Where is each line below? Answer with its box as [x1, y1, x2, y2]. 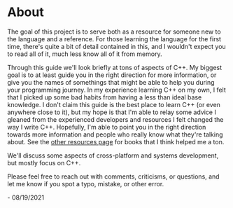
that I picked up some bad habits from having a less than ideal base [7, 92, 202, 102]
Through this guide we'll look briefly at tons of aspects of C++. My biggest [7, 63, 223, 71]
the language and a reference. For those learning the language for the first [7, 34, 222, 43]
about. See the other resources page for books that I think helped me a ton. [7, 137, 225, 146]
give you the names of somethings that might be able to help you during [7, 78, 215, 86]
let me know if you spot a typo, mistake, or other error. [7, 179, 164, 188]
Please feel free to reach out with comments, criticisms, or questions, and [7, 172, 220, 181]
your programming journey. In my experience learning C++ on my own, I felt [7, 85, 226, 94]
